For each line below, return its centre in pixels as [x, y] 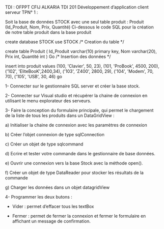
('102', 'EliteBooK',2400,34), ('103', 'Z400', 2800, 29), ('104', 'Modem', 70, [79, 71]
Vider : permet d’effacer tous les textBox [53, 206]
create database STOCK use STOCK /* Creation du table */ [65, 42]
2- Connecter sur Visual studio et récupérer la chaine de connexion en [76, 96]
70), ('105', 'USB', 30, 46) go [34, 76]
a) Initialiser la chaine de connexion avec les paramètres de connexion [76, 125]
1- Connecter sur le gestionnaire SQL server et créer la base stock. [72, 86]
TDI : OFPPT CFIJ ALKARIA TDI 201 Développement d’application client [77, 7]
